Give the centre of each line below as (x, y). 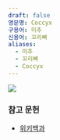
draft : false (29, 15)
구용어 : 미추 (25, 30)
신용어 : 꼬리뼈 (28, 37)
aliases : (22, 45)
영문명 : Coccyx (30, 23)
